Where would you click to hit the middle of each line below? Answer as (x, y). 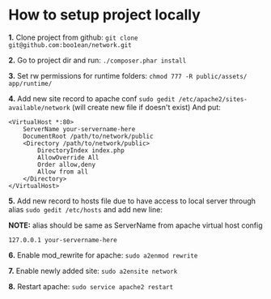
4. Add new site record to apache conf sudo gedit (92, 98)
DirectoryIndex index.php (81, 150)
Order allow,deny (66, 164)
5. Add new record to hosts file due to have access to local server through (132, 201)
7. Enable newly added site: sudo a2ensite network (93, 271)
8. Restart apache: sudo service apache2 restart (91, 286)
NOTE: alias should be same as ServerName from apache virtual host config (135, 225)
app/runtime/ (30, 83)
